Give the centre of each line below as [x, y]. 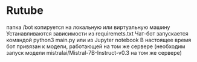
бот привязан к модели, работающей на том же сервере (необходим [96, 46]
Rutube [25, 11]
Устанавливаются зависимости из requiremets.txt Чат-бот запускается [97, 33]
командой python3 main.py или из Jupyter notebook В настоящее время [99, 40]
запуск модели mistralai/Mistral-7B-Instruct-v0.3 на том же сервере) [94, 52]
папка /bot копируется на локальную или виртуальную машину [88, 27]
